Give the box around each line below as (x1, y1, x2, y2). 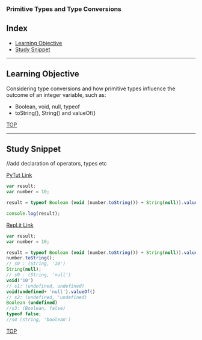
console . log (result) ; (6, 210, 61, 217)
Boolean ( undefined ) (6, 300, 58, 306)
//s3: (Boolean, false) (6, 306, 66, 312)
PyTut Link (6, 172, 32, 179)
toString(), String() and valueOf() (14, 109, 96, 116)
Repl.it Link (6, 221, 34, 229)
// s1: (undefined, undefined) (6, 283, 85, 289)
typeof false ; (6, 311, 42, 317)
